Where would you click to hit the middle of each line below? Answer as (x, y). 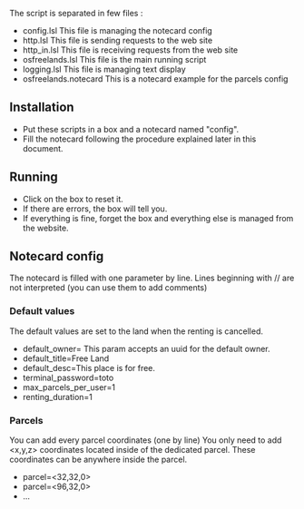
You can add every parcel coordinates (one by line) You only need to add (146, 440)
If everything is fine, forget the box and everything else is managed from (158, 218)
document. (43, 148)
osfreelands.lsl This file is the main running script (114, 59)
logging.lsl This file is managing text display (104, 69)
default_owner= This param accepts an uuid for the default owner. (146, 348)
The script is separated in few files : (76, 13)
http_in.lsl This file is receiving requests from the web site (130, 50)
